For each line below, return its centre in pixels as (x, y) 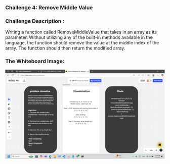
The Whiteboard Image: (35, 61)
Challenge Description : (35, 21)
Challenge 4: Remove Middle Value (49, 8)
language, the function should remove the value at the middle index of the (82, 43)
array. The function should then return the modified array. (65, 48)
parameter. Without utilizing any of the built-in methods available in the (79, 37)
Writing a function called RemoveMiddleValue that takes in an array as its (81, 32)
